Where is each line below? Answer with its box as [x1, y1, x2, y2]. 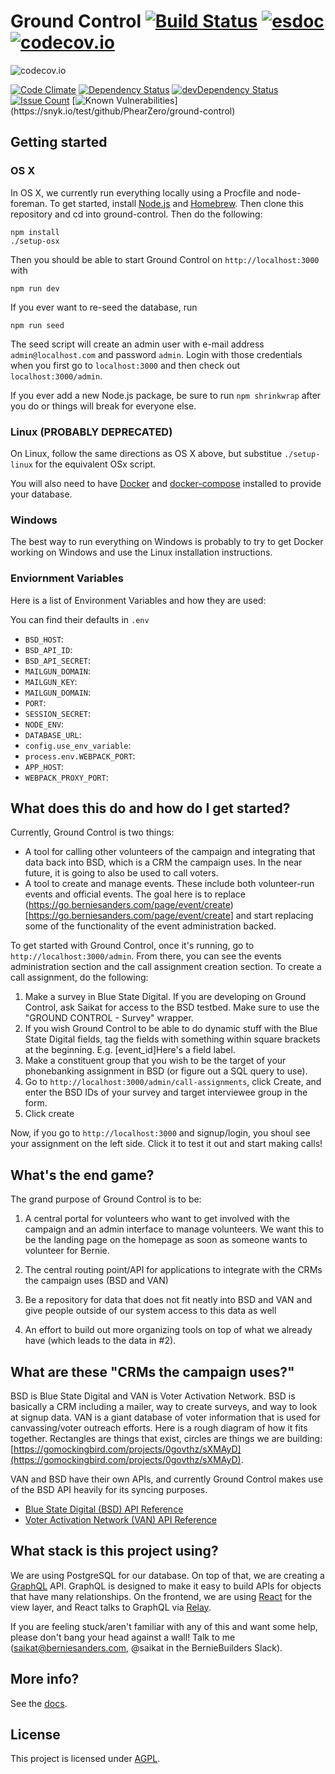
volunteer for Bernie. [24, 1245, 110, 1257]
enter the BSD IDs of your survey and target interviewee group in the [24, 1086, 308, 1099]
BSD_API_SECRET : [24, 654, 92, 666]
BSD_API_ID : [24, 643, 73, 655]
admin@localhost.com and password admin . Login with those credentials [10, 348, 303, 360]
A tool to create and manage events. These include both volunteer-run [24, 878, 315, 890]
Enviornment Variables [10, 571, 124, 585]
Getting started [10, 134, 108, 151]
